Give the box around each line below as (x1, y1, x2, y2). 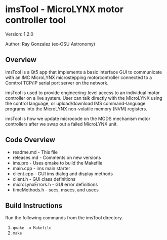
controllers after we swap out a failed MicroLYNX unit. (5, 121, 118, 127)
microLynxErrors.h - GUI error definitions (12, 181, 98, 187)
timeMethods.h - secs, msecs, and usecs (12, 186, 99, 193)
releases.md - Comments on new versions (12, 154, 101, 161)
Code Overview (5, 136, 56, 144)
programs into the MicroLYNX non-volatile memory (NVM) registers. (5, 105, 148, 112)
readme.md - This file (12, 149, 58, 155)
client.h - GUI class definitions (12, 176, 76, 182)
